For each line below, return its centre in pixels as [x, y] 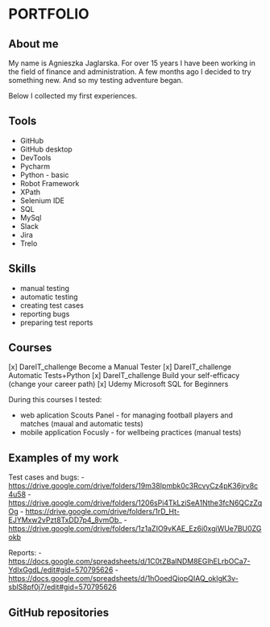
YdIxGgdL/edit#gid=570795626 [61, 570]
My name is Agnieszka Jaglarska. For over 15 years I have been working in [132, 63]
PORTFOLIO [49, 14]
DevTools [35, 157]
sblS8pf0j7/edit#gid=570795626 [62, 587]
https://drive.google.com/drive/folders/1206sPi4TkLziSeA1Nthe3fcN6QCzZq [135, 503]
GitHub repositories [59, 612]
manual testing [45, 288]
